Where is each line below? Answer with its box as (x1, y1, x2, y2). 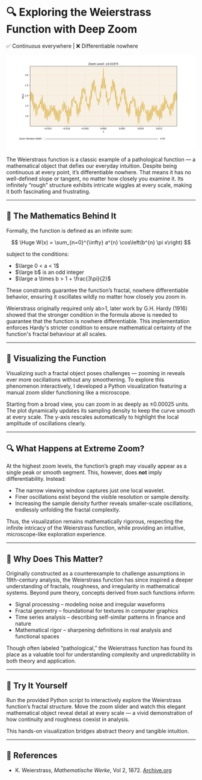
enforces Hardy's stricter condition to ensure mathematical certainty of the (6, 324, 192, 331)
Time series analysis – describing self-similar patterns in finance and (14, 614, 185, 621)
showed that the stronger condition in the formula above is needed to (6, 311, 178, 318)
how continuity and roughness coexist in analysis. (6, 716, 130, 723)
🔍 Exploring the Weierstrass (6, 5, 151, 19)
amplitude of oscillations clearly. (6, 419, 87, 426)
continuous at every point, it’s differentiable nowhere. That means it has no (6, 168, 191, 176)
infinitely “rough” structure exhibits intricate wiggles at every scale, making (6, 181, 192, 188)
